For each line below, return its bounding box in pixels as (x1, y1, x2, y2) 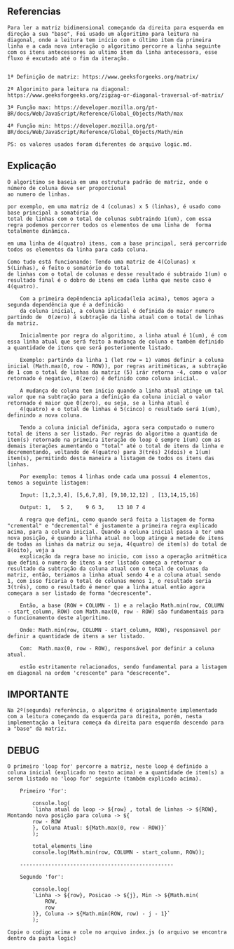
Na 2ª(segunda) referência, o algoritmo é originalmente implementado (7, 707, 218, 714)
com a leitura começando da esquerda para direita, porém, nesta (7, 713, 202, 720)
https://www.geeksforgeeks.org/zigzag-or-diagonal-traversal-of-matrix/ (7, 91, 224, 99)
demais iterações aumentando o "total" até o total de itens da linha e (7, 442, 224, 450)
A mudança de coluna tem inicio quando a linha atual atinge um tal (20, 387, 224, 394)
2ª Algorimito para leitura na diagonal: (7, 86, 130, 93)
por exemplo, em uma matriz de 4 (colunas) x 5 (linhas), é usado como (7, 203, 221, 210)
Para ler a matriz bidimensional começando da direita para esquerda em (7, 24, 224, 31)
